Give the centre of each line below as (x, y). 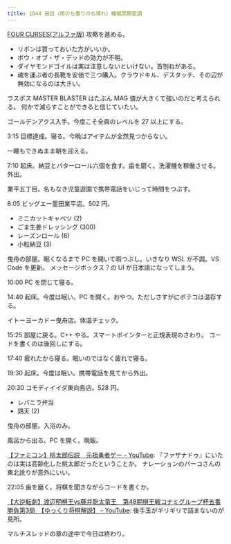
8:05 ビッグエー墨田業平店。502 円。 (61, 203)
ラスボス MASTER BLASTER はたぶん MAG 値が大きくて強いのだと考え (108, 98)
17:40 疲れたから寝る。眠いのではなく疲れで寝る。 (79, 358)
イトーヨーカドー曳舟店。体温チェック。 (65, 320)
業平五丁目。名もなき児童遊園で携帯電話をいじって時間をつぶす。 (101, 189)
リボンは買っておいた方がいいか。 (65, 48)
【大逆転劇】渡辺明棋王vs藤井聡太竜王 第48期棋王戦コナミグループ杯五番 (114, 501)
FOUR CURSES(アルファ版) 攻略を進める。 (68, 34)
